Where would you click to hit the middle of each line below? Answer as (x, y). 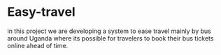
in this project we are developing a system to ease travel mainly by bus (109, 31)
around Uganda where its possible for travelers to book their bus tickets (110, 38)
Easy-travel (41, 12)
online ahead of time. (38, 45)
